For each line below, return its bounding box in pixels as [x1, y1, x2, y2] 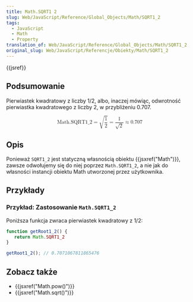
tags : [6, 20, 20, 26]
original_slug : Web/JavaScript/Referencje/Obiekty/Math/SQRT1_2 [6, 48, 169, 54]
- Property [11, 36, 39, 42]
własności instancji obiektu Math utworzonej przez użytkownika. [6, 168, 164, 175]
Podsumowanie [6, 81, 65, 91]
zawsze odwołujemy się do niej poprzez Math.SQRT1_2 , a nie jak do [6, 162, 168, 169]
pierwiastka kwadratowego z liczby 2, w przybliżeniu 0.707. [6, 103, 151, 110]
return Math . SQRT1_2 [14, 234, 65, 240]
